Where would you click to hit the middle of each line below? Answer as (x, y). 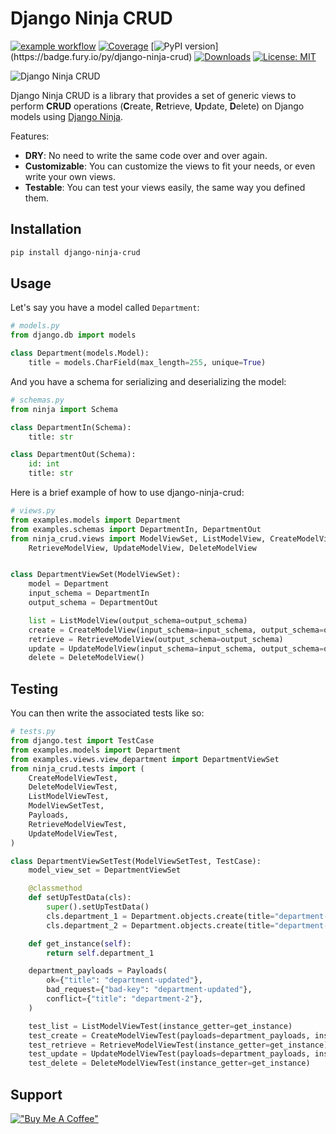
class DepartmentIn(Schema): (71, 427)
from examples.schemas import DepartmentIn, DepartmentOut (136, 529)
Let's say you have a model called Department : (105, 308)
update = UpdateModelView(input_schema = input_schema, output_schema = (176, 648)
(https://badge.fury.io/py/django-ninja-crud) (101, 56)
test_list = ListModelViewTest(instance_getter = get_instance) (160, 1026)
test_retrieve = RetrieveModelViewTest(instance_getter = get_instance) (178, 1045)
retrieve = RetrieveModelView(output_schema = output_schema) (156, 639)
